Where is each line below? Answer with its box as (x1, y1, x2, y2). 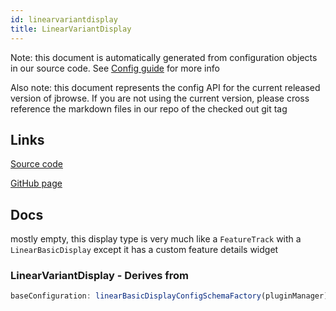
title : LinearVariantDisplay (10, 24, 132, 34)
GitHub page (10, 177, 63, 190)
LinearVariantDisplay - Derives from (10, 269, 189, 283)
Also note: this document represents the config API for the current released (10, 81, 321, 93)
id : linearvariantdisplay (10, 14, 118, 25)
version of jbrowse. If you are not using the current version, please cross (10, 92, 310, 104)
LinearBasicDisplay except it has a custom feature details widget (10, 244, 279, 256)
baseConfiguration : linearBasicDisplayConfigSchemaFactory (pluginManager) (10, 291, 329, 301)
